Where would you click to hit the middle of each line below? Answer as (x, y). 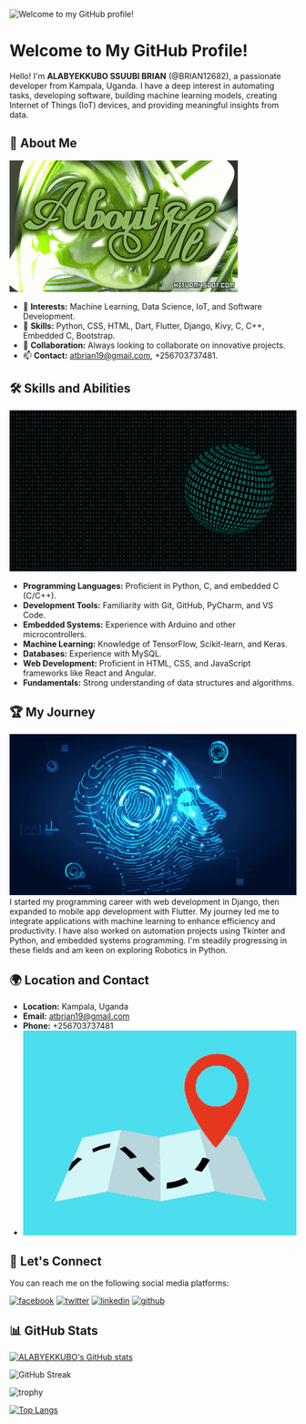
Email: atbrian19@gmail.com (76, 1016)
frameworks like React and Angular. (89, 673)
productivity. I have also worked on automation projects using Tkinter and (147, 931)
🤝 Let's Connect (56, 1261)
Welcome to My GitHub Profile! (129, 51)
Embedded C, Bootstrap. (69, 335)
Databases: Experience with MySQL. (92, 654)
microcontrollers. (55, 635)
